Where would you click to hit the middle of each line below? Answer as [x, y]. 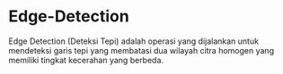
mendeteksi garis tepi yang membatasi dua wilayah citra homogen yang [141, 50]
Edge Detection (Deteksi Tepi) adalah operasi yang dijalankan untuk [134, 41]
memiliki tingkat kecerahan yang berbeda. [86, 60]
